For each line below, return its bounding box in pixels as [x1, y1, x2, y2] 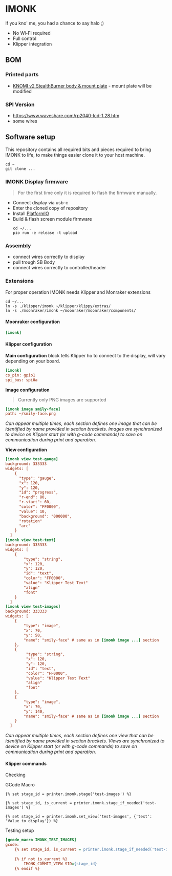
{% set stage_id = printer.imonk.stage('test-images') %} [5, 792, 132, 797]
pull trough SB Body [12, 259, 55, 265]
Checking [5, 772, 26, 778]
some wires [12, 118, 37, 124]
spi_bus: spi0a [5, 377, 38, 382]
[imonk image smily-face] [5, 407, 60, 412]
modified [12, 88, 32, 94]
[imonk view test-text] [5, 538, 56, 543]
